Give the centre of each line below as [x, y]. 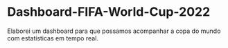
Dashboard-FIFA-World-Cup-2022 [109, 12]
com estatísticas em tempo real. [53, 38]
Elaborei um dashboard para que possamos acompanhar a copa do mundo [114, 31]
